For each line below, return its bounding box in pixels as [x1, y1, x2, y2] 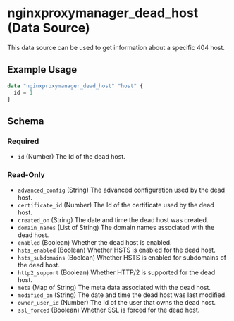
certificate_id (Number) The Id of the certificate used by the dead [17, 201, 214, 210]
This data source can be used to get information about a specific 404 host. [7, 43, 226, 52]
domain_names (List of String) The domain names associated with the [17, 224, 215, 232]
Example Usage [7, 63, 78, 75]
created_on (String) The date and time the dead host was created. [17, 216, 209, 224]
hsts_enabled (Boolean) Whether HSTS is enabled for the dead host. [17, 246, 216, 255]
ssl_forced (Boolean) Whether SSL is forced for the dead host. [17, 305, 200, 315]
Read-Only [7, 169, 46, 179]
